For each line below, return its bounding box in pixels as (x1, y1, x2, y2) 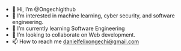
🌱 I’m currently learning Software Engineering (11, 25, 125, 32)
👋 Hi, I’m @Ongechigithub (11, 6, 76, 13)
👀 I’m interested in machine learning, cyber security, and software (11, 12, 176, 19)
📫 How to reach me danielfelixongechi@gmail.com (11, 38, 140, 45)
